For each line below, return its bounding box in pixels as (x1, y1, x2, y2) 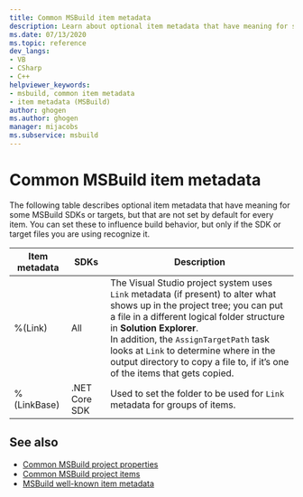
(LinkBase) (14, 399, 60, 411)
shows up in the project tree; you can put (109, 299, 284, 312)
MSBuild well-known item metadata (22, 478, 155, 489)
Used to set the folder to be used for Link (109, 387, 285, 399)
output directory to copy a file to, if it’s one (109, 355, 289, 368)
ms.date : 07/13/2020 (9, 30, 87, 39)
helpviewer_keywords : (9, 80, 91, 89)
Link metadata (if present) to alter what (109, 287, 277, 300)
